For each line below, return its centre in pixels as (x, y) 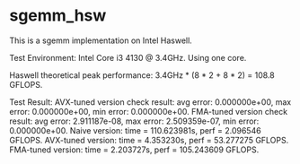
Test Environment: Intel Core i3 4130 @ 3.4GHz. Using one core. (128, 57)
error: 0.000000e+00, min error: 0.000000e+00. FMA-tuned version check (149, 111)
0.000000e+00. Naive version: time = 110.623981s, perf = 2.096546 (136, 130)
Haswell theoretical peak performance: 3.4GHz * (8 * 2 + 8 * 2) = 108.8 (142, 75)
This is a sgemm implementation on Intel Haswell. (101, 40)
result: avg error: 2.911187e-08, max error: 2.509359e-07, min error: (134, 121)
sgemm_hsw (58, 16)
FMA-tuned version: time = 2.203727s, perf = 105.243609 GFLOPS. (134, 150)
